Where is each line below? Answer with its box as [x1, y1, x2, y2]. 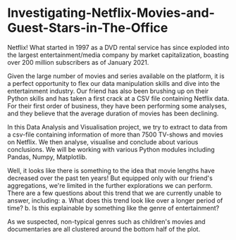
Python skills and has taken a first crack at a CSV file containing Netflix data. [7, 94, 230, 103]
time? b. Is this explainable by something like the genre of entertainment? [7, 203, 220, 212]
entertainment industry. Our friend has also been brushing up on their [7, 87, 209, 95]
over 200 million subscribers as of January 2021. [7, 58, 149, 66]
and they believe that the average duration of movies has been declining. [7, 109, 219, 118]
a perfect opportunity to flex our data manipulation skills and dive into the [7, 79, 221, 87]
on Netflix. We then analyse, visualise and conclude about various [7, 137, 199, 146]
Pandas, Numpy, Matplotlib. [7, 153, 87, 161]
